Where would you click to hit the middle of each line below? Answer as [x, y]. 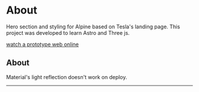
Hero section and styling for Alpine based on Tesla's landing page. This [93, 27]
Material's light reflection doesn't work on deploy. [67, 77]
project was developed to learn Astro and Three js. [68, 32]
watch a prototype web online [42, 44]
